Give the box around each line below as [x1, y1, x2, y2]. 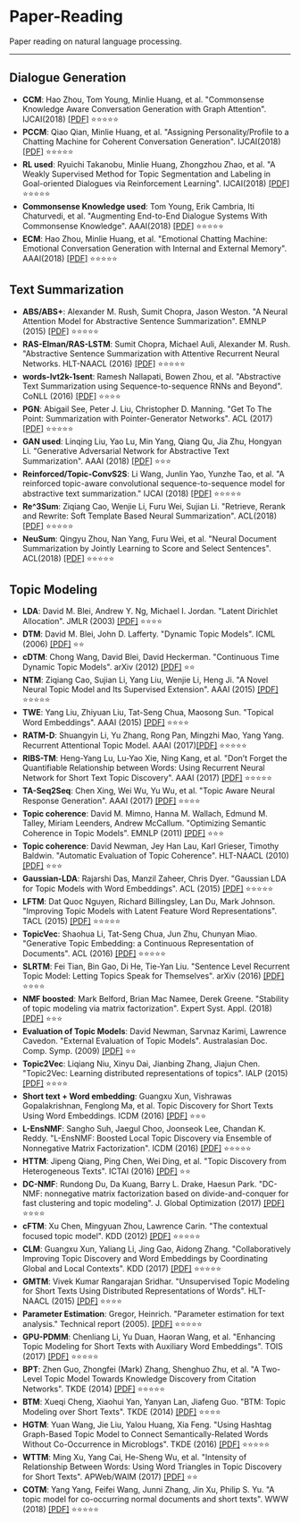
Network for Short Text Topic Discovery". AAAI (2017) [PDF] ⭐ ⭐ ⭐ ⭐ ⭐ [21, 773, 272, 783]
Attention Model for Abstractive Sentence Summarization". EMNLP [21, 315, 267, 326]
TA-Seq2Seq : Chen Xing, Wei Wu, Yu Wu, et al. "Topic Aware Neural [21, 785, 275, 796]
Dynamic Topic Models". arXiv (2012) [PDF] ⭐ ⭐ [21, 662, 196, 672]
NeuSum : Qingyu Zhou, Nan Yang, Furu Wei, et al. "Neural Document [21, 533, 277, 543]
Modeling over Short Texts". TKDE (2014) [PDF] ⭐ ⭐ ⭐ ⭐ [21, 1407, 221, 1417]
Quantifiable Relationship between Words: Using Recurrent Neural [21, 763, 265, 774]
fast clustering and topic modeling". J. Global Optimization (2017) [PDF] [21, 1198, 285, 1209]
